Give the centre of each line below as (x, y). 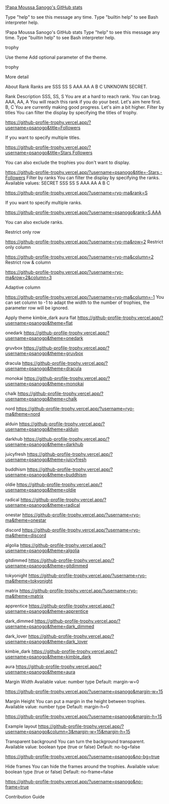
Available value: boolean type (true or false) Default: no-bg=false (73, 747)
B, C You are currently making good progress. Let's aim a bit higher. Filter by (85, 107)
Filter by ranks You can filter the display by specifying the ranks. (93, 177)
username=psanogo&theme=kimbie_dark (48, 657)
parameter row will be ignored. (37, 308)
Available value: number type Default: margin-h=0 (57, 707)
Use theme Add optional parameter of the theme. (56, 57)
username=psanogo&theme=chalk (41, 399)
